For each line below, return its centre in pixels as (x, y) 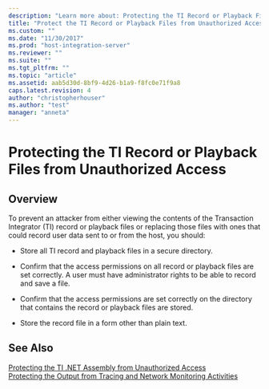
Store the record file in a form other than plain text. (103, 323)
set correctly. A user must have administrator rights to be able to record (138, 275)
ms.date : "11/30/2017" (46, 38)
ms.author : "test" (39, 105)
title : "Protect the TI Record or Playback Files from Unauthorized (125, 23)
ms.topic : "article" (43, 75)
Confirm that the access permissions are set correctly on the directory (136, 299)
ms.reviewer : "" (35, 53)
